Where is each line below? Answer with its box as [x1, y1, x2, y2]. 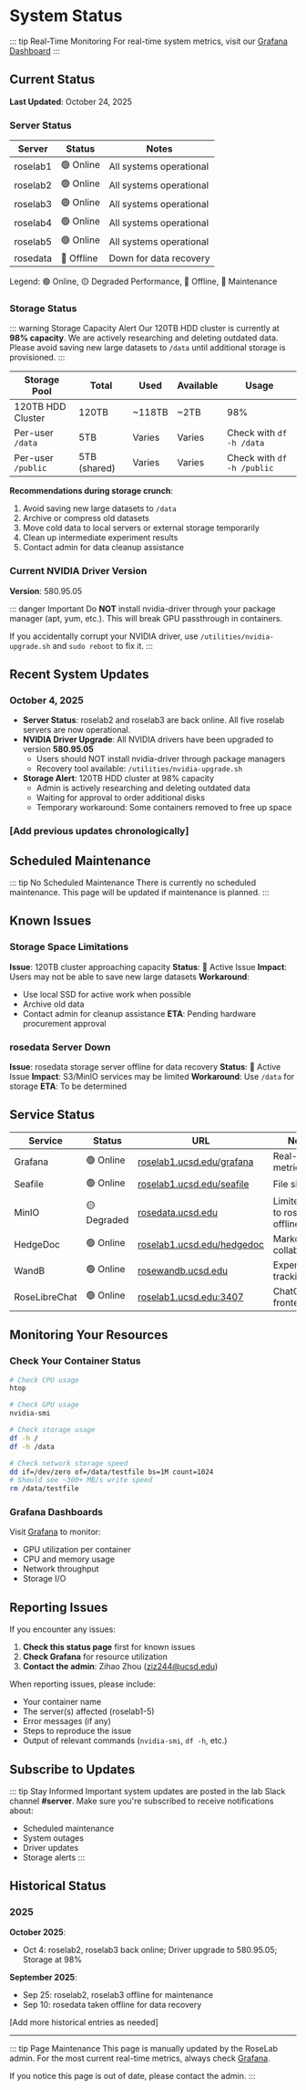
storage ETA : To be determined [9, 1081, 127, 1092]
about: [9, 1805, 34, 1816]
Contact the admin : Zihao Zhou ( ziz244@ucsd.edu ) [22, 1661, 219, 1672]
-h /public [227, 463, 274, 474]
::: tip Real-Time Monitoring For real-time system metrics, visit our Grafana [9, 36, 289, 47]
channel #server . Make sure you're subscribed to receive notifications [9, 1795, 275, 1807]
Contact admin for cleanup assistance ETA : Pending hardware [22, 1008, 257, 1019]
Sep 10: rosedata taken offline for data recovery [22, 1999, 202, 2010]
